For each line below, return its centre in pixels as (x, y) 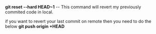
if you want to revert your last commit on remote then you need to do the (78, 21)
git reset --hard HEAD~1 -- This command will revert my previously (73, 7)
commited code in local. (29, 12)
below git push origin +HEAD (35, 26)
